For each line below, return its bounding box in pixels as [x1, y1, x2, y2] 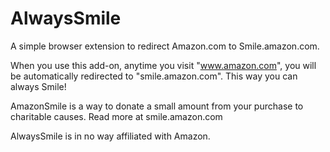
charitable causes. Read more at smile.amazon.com [10, 110, 223, 122]
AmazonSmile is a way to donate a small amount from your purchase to [10, 100, 304, 112]
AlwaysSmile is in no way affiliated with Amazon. [10, 130, 211, 142]
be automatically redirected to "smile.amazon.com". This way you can [10, 70, 298, 82]
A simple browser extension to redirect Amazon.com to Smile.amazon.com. [10, 40, 320, 52]
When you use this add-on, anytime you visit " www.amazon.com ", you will [10, 59, 317, 71]
